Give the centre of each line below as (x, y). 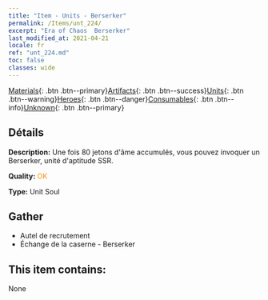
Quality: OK (28, 176)
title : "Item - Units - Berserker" (68, 16)
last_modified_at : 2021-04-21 (59, 38)
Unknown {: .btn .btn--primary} (74, 107)
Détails (26, 133)
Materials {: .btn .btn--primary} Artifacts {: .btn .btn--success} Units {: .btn (126, 90)
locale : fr (26, 46)
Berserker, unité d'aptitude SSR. (61, 160)
